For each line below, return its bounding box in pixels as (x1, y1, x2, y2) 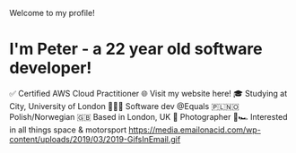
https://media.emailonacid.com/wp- (128, 124, 262, 135)
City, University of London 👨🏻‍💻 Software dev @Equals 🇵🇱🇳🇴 (9, 100, 239, 111)
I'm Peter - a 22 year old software (9, 39, 263, 59)
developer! (9, 58, 92, 79)
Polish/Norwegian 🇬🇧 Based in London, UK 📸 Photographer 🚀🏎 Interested (9, 111, 289, 122)
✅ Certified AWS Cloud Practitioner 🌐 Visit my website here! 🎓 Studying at (9, 88, 288, 98)
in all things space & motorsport (9, 124, 127, 135)
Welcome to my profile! (9, 8, 96, 18)
